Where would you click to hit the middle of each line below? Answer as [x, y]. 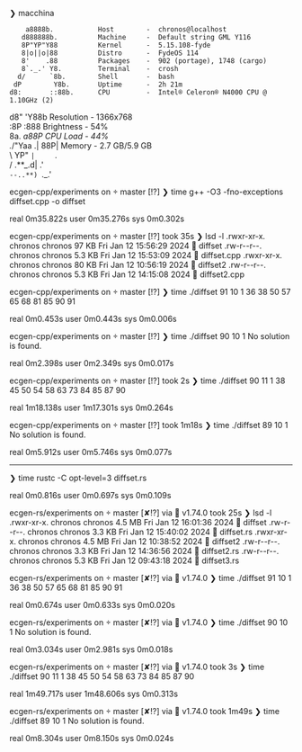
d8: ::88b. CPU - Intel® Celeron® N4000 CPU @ [138, 93]
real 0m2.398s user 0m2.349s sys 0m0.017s [92, 363]
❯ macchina [32, 13]
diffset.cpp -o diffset [48, 201]
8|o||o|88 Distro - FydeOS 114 [110, 53]
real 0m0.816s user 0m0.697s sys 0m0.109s [90, 495]
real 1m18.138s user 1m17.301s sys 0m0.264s [91, 407]
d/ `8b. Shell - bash [96, 76]
